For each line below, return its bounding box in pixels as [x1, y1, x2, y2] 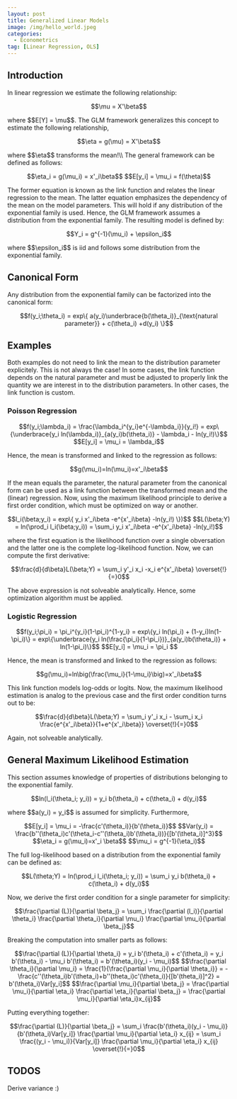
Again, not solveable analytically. [7, 734, 103, 743]
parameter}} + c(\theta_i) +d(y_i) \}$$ [64, 319, 173, 327]
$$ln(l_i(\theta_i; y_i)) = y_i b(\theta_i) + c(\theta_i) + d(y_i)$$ [30, 794, 207, 803]
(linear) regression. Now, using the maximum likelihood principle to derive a [7, 493, 227, 502]
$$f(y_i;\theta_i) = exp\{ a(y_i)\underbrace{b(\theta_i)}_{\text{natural [20, 311, 218, 320]
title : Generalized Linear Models [7, 17, 110, 24]
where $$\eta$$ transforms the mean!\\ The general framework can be [7, 150, 215, 159]
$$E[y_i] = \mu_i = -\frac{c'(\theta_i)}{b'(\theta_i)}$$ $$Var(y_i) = [23, 821, 214, 830]
